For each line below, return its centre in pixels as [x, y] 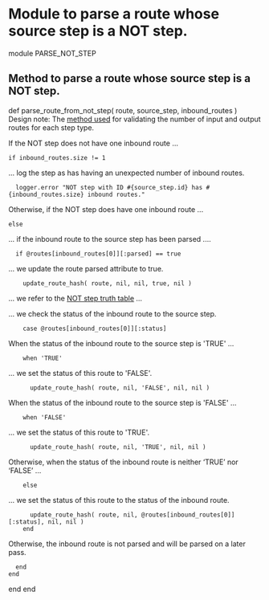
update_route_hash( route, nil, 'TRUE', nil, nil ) [118, 447]
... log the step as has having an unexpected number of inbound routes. [126, 173]
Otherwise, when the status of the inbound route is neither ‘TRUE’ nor [123, 462]
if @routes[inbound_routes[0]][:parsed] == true [98, 254]
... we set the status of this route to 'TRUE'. [79, 432]
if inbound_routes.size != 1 [57, 157]
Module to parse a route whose [114, 14]
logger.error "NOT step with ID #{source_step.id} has [109, 187]
